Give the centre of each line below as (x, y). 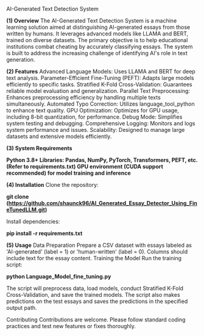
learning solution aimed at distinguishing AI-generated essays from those (98, 27)
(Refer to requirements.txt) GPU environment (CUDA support (85, 166)
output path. (22, 308)
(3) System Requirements (39, 148)
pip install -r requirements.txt (44, 233)
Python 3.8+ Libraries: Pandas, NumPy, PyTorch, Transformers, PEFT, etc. (102, 160)
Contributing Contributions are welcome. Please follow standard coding (96, 320)
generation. (21, 60)
